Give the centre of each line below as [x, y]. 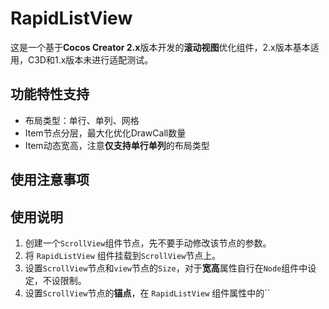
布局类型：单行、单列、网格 [82, 120]
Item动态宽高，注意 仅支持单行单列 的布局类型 [117, 145]
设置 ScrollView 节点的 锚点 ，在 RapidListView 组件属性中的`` [147, 293]
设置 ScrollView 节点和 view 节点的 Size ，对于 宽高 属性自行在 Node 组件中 [166, 268]
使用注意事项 [50, 180]
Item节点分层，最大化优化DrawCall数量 [105, 133]
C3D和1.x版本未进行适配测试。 [90, 59]
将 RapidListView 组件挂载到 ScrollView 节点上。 [123, 255]
